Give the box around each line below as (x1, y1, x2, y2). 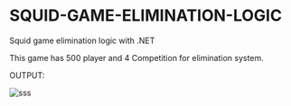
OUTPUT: (9, 69, 45, 81)
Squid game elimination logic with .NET (9, 35, 155, 46)
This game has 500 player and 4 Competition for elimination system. (9, 52, 264, 63)
